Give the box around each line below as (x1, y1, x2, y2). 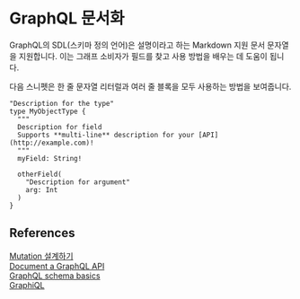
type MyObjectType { (9, 107, 87, 116)
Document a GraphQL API (9, 260, 105, 271)
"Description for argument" (25, 177, 130, 187)
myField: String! (17, 154, 83, 163)
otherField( (17, 170, 63, 179)
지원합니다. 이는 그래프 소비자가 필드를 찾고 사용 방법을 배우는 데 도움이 (18, 50, 268, 61)
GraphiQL (9, 279, 45, 290)
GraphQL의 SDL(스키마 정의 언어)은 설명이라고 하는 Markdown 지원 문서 (9, 40, 266, 50)
